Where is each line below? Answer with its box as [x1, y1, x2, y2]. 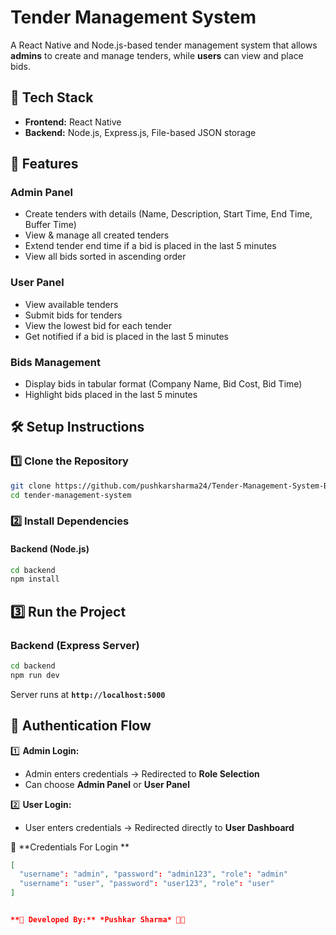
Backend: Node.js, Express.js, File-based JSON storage [24, 126, 257, 138]
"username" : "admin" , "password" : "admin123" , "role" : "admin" [19, 869, 289, 880]
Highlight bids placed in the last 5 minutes [24, 389, 198, 401]
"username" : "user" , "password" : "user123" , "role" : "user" [19, 879, 275, 889]
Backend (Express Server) [10, 638, 140, 652]
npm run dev [10, 670, 60, 680]
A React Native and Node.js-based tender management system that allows [10, 39, 318, 51]
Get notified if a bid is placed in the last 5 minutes [24, 330, 229, 342]
